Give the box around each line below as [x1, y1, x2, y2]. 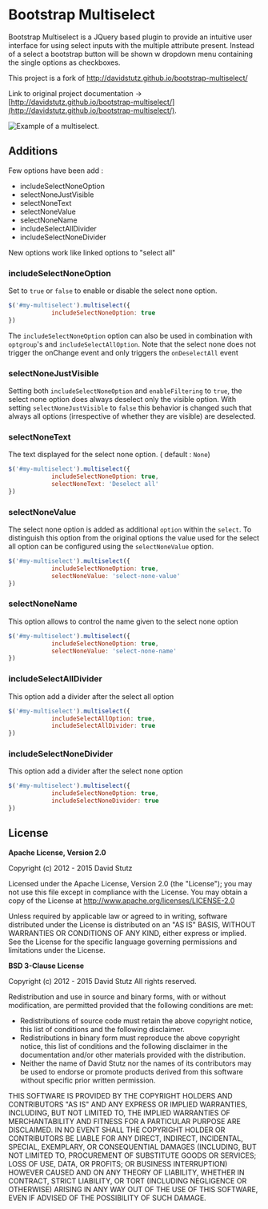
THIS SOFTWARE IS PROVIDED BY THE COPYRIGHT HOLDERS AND [8, 1091, 234, 1100]
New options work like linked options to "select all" [8, 247, 176, 257]
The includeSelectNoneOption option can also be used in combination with [8, 331, 254, 340]
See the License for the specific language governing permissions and [8, 937, 238, 946]
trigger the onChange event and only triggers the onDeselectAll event [8, 347, 238, 357]
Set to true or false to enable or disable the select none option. [8, 286, 218, 295]
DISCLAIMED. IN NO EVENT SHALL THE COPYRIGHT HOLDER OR [8, 1125, 226, 1135]
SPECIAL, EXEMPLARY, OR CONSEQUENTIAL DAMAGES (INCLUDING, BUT [8, 1142, 258, 1151]
